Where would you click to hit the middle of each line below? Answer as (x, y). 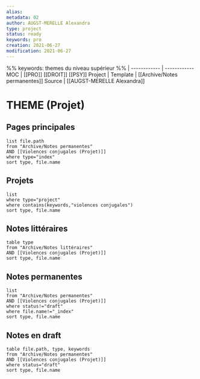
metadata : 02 (23, 17)
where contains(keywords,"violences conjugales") (70, 205)
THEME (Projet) (46, 105)
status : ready (24, 34)
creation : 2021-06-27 (33, 46)
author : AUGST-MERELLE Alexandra (48, 23)
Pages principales (41, 127)
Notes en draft (34, 335)
